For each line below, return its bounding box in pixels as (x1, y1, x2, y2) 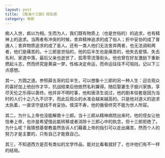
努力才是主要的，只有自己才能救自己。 (5, 131, 82, 137)
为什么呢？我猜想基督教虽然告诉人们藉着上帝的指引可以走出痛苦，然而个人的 (5, 125, 160, 131)
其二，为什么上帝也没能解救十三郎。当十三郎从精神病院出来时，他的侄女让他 (5, 112, 160, 118)
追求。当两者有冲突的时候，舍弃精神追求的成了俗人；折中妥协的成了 (18, 36, 156, 42)
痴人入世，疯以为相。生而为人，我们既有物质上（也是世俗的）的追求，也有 (5, 30, 156, 36)
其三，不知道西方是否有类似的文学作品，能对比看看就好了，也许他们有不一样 (5, 141, 160, 147)
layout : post (5, 7, 32, 12)
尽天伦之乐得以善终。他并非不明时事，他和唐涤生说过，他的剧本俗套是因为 (5, 90, 156, 96)
